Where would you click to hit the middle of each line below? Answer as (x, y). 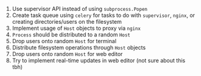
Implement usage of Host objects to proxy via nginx (76, 28)
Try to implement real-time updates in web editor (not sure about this (99, 60)
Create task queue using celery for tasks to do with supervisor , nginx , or (104, 15)
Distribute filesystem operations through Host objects (79, 47)
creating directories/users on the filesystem (67, 22)
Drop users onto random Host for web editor (67, 54)
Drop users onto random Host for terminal (64, 41)
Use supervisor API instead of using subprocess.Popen (80, 9)
